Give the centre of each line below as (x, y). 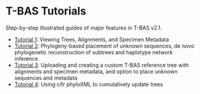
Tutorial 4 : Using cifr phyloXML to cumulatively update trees (89, 84)
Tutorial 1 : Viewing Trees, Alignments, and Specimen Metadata (92, 39)
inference (26, 58)
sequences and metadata (46, 78)
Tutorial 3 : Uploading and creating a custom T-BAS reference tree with (102, 65)
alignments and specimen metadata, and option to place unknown (96, 71)
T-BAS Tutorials (46, 11)
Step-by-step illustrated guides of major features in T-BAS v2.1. (84, 28)
